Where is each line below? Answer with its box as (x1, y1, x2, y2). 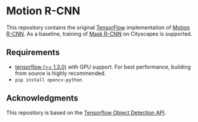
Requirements (6, 48, 60, 58)
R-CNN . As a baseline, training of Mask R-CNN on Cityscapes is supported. (6, 30, 193, 37)
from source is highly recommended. (14, 70, 106, 77)
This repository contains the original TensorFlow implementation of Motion (6, 24, 190, 31)
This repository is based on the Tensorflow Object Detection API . (6, 109, 166, 116)
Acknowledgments (6, 93, 79, 104)
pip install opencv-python (14, 77, 83, 83)
